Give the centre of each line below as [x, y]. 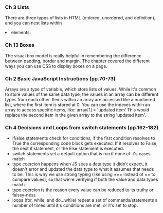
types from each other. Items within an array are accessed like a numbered [80, 99]
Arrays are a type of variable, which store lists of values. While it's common [81, 89]
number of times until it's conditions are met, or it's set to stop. [75, 205]
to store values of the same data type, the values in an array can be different [82, 94]
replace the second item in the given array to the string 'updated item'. [75, 115]
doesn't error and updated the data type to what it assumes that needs [83, 169]
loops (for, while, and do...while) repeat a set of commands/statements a [85, 200]
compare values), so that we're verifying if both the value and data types [85, 179]
